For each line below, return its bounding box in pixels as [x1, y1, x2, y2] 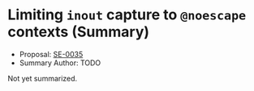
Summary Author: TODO [19, 58, 101, 68]
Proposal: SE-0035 [19, 49, 84, 59]
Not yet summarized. [7, 73, 78, 83]
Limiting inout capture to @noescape [7, 6, 247, 24]
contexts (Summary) [7, 23, 150, 41]
